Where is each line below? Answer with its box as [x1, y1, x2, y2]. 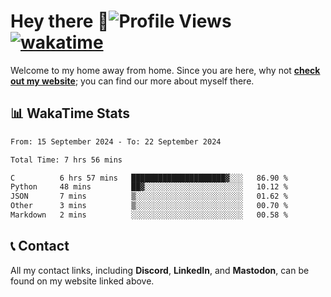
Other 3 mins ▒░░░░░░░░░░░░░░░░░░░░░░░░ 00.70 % [10, 201, 288, 211]
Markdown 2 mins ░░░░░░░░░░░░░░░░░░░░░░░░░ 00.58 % [10, 210, 288, 220]
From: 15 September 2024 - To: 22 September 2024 [10, 136, 222, 147]
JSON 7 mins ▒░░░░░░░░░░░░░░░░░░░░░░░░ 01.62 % [10, 191, 288, 202]
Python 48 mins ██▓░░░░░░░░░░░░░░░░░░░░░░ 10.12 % [10, 182, 288, 192]
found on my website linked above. [10, 275, 155, 287]
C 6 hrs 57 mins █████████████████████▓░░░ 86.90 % [10, 173, 288, 183]
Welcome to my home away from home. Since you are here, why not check [10, 64, 321, 76]
